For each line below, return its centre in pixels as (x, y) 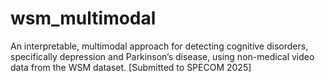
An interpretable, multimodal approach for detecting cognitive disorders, (159, 46)
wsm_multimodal (83, 18)
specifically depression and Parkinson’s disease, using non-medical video (162, 56)
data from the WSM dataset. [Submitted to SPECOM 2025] (131, 67)
